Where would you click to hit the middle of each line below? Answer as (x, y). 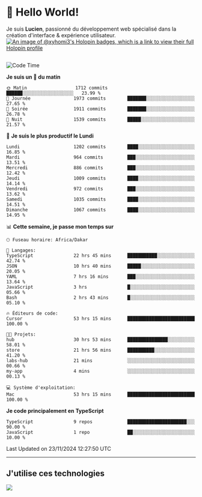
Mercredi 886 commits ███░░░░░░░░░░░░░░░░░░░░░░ (101, 168)
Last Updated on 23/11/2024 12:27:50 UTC (59, 449)
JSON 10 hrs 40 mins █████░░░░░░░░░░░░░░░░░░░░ (101, 267)
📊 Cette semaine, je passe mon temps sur (60, 227)
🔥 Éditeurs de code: (32, 314)
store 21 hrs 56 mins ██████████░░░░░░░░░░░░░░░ (101, 351)
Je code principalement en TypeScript (55, 411)
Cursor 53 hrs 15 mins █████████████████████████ (101, 319)
